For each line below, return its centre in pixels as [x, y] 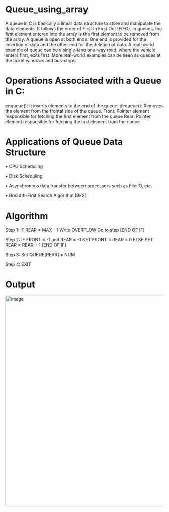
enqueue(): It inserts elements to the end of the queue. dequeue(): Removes [84, 105]
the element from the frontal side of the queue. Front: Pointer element [77, 111]
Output [20, 284]
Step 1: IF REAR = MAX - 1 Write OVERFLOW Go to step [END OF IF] [75, 230]
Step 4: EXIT [18, 264]
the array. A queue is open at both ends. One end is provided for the [76, 39]
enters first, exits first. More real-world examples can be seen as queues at [83, 55]
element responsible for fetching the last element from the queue [73, 121]
